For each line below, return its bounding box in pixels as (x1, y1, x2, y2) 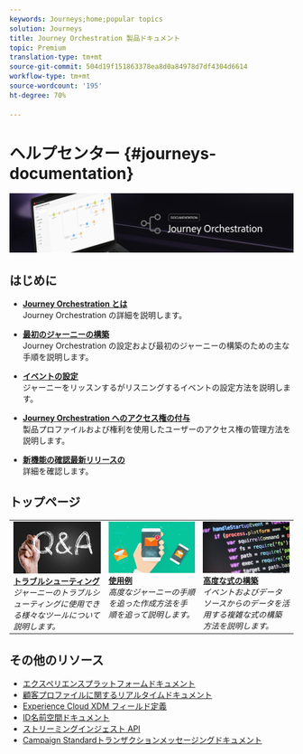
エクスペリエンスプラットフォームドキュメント (22, 678, 196, 689)
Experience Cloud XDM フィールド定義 (22, 701, 167, 712)
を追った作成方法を (107, 598, 180, 608)
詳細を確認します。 (22, 466, 94, 476)
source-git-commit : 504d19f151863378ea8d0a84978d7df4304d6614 (9, 62, 248, 71)
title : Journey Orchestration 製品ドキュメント (9, 33, 180, 42)
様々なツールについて (21, 609, 101, 620)
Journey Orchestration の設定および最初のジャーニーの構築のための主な (22, 340, 290, 352)
